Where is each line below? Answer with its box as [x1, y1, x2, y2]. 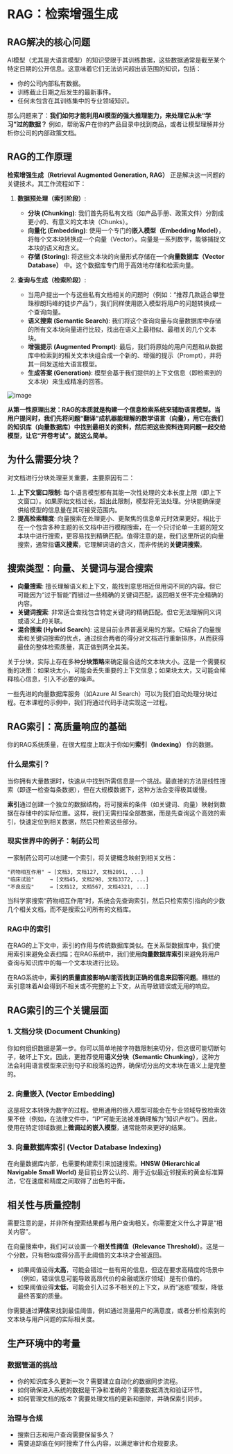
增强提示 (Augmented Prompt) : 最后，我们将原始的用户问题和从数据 [27, 342, 223, 350]
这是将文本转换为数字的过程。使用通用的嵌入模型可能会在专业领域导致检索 [7, 1106, 220, 1115]
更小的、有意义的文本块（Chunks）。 [27, 217, 132, 226]
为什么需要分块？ [7, 454, 80, 466]
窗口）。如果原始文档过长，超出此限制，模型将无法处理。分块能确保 [23, 497, 215, 505]
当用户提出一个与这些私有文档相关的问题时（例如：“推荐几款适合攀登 [27, 290, 225, 298]
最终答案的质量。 [17, 1292, 67, 1300]
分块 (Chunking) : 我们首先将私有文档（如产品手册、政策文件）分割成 [27, 209, 224, 217]
